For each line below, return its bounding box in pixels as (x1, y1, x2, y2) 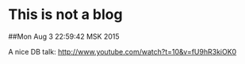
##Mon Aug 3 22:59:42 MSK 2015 (8, 32, 121, 41)
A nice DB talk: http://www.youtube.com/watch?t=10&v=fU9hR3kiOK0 (8, 47, 237, 56)
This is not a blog (8, 6, 123, 24)
